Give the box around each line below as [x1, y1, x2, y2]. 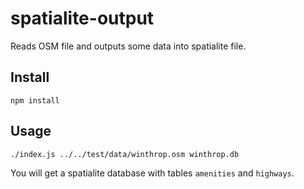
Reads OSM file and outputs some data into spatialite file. [10, 40, 247, 52]
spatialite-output [10, 7, 155, 30]
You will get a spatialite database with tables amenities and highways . [10, 167, 295, 179]
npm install [10, 95, 60, 106]
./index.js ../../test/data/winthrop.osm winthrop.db [10, 149, 240, 159]
